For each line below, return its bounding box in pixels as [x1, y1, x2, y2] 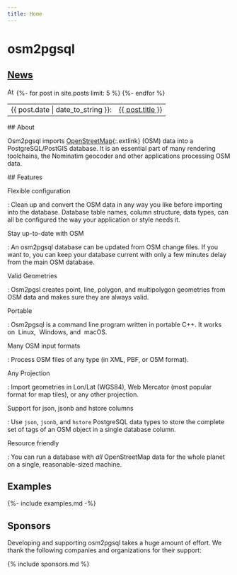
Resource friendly [7, 438, 59, 447]
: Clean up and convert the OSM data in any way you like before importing [7, 200, 223, 209]
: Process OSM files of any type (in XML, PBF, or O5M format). [7, 355, 189, 363]
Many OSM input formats [7, 341, 81, 350]
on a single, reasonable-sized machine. [7, 460, 122, 468]
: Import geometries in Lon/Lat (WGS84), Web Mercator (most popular [7, 382, 212, 391]
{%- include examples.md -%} [7, 499, 97, 508]
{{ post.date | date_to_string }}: [11, 104, 112, 114]
